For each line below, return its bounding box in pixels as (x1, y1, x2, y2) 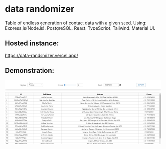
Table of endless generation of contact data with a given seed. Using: (5, 20, 147, 26)
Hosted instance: (5, 39, 59, 48)
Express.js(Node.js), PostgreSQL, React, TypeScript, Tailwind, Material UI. (5, 25, 156, 30)
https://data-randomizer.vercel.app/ (5, 52, 78, 58)
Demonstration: (5, 66, 55, 75)
